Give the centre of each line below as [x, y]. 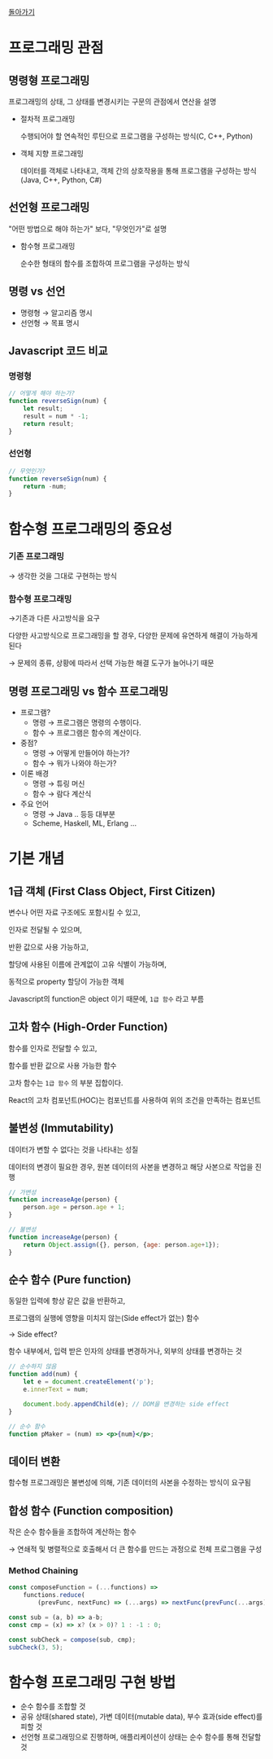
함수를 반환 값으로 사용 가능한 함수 [63, 1065]
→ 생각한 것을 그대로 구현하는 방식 [63, 576]
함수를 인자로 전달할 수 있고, [53, 1048]
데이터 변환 [35, 1461]
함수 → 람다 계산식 [62, 793]
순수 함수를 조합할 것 [53, 1706]
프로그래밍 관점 [56, 48]
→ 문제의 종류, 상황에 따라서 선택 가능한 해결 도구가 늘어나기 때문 [111, 663]
